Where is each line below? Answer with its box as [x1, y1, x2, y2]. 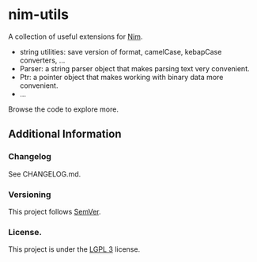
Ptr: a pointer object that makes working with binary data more [19, 72, 224, 82]
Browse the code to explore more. [8, 104, 119, 114]
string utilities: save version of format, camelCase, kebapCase [19, 47, 222, 56]
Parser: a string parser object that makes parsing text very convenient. [19, 63, 250, 73]
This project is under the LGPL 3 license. [8, 245, 141, 254]
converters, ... [19, 55, 66, 65]
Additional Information [8, 127, 122, 141]
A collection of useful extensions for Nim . [8, 32, 143, 41]
